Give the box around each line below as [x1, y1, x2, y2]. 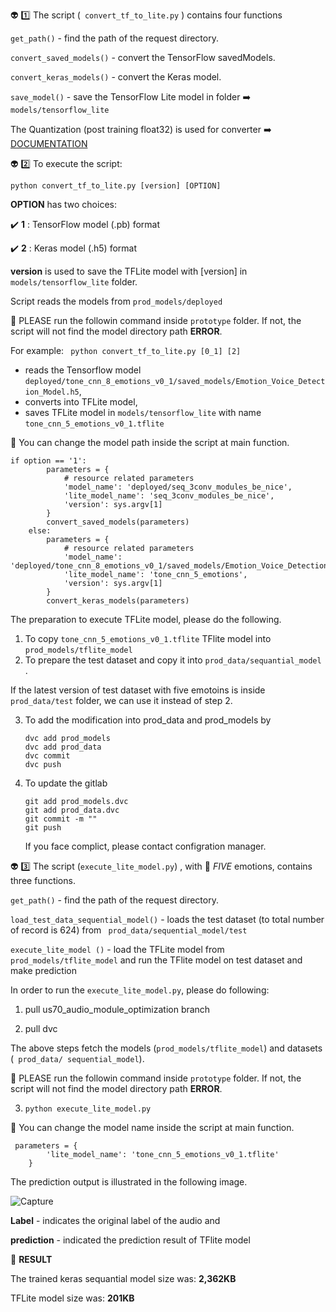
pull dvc [24, 1023, 58, 1034]
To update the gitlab [24, 777, 108, 789]
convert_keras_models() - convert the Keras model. [10, 71, 222, 83]
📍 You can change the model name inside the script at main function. [10, 1122, 295, 1133]
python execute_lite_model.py [24, 1104, 152, 1114]
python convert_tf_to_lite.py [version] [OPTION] [10, 181, 222, 191]
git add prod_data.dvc [24, 805, 120, 815]
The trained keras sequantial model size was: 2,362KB [10, 1273, 237, 1284]
